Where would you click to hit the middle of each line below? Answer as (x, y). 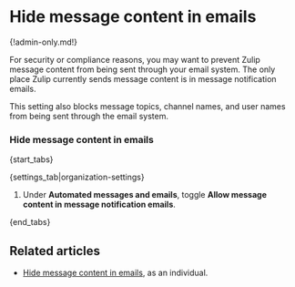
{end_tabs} (30, 222)
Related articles (55, 251)
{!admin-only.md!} (44, 42)
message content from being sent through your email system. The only (142, 69)
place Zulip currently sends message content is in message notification (143, 78)
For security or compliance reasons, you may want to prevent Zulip (135, 59)
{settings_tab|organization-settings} (77, 177)
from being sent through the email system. (89, 116)
